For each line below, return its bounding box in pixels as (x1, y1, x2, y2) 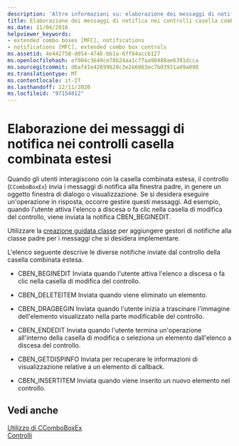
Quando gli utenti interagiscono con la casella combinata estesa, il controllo (7, 175, 229, 183)
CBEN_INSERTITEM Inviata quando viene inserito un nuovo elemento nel (17, 376, 230, 385)
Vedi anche (7, 405, 59, 417)
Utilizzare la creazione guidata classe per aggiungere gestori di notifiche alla (7, 226, 232, 235)
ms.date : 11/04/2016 (7, 24, 69, 31)
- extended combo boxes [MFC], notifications (7, 37, 144, 44)
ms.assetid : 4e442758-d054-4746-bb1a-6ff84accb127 (7, 51, 161, 58)
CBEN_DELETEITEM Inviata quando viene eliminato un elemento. (17, 290, 208, 300)
